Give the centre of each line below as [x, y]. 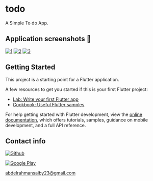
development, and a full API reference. [46, 125]
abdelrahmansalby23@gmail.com [41, 173]
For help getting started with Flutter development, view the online [74, 114]
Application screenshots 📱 [48, 39]
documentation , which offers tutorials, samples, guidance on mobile [76, 119]
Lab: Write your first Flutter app [46, 99]
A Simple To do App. [27, 23]
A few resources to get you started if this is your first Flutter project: [76, 89]
